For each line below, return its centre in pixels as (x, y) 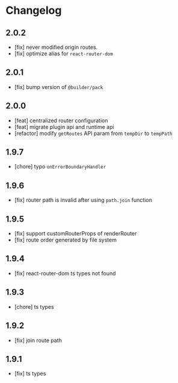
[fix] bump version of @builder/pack (59, 87)
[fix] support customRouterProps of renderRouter (75, 234)
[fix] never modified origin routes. (56, 47)
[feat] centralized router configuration (61, 120)
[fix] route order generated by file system (65, 240)
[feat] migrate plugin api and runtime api (64, 126)
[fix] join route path (38, 340)
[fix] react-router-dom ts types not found (65, 273)
